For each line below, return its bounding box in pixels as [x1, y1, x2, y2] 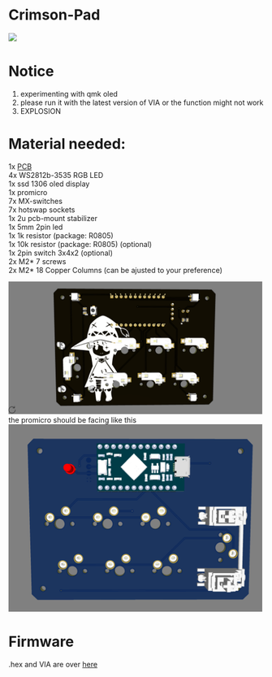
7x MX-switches [8, 196, 63, 206]
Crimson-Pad [8, 6, 101, 24]
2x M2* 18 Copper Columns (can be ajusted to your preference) [8, 265, 223, 275]
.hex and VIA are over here [8, 660, 98, 670]
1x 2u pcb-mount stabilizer [8, 213, 97, 223]
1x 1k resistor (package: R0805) [8, 230, 114, 241]
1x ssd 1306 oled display [8, 179, 90, 189]
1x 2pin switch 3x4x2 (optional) [8, 248, 114, 258]
